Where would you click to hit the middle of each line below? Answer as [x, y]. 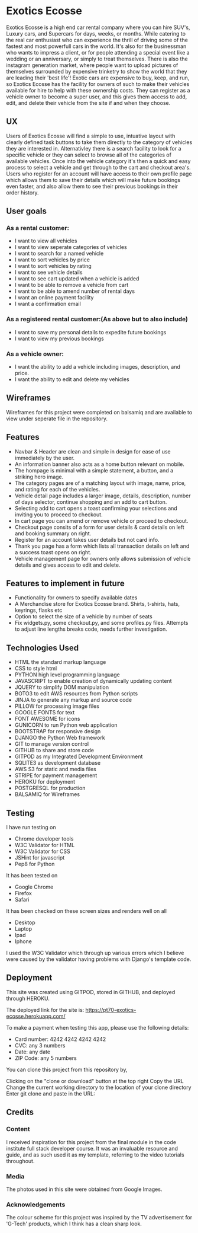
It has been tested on [32, 876]
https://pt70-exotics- [111, 1010]
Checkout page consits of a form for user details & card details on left [99, 527]
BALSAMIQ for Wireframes [47, 794]
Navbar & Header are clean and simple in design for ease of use [92, 451]
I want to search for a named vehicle [59, 254]
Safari [22, 900]
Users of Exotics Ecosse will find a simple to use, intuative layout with [91, 136]
